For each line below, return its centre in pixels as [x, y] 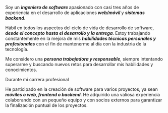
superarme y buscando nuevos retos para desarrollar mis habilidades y [79, 64]
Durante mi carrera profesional [37, 79]
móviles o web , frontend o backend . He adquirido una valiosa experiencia [83, 95]
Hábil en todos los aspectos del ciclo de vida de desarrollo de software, [79, 28]
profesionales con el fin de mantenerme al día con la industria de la [76, 44]
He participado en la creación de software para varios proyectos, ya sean [81, 89]
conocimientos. [21, 70]
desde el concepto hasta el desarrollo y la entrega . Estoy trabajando [78, 33]
